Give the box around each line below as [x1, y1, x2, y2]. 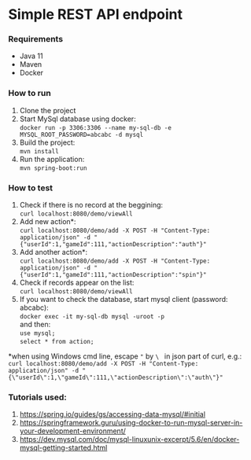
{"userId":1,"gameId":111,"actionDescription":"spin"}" [19, 271, 207, 279]
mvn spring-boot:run [19, 164, 87, 172]
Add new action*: [19, 217, 76, 226]
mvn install [19, 147, 59, 155]
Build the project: [19, 138, 76, 147]
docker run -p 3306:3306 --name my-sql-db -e [19, 123, 172, 131]
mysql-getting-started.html [19, 443, 108, 453]
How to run [8, 88, 51, 99]
